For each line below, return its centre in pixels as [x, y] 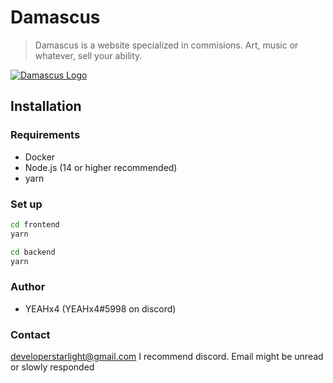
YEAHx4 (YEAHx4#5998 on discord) [100, 308]
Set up [26, 204]
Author [28, 287]
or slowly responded [52, 367]
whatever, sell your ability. [88, 55]
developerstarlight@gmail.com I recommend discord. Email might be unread [167, 357]
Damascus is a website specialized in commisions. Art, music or [166, 45]
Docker [40, 157]
